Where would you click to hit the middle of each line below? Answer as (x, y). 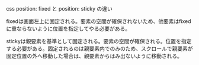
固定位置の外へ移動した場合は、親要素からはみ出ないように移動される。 (94, 56)
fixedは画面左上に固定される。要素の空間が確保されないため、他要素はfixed (99, 21)
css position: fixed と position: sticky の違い (59, 9)
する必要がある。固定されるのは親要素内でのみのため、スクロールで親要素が (99, 48)
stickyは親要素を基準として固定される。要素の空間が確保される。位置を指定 (99, 41)
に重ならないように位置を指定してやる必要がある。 (68, 29)
